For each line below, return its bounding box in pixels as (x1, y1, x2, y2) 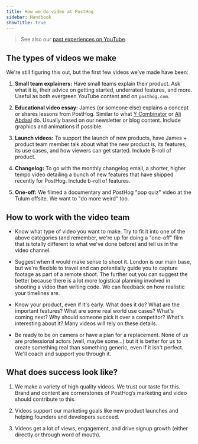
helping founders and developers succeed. (14, 413, 120, 420)
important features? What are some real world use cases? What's (14, 307, 174, 314)
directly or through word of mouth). (14, 431, 101, 438)
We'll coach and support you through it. (14, 350, 111, 357)
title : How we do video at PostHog (6, 8, 94, 15)
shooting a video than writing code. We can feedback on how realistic (14, 283, 185, 290)
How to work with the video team (6, 212, 130, 222)
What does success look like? (6, 367, 118, 377)
